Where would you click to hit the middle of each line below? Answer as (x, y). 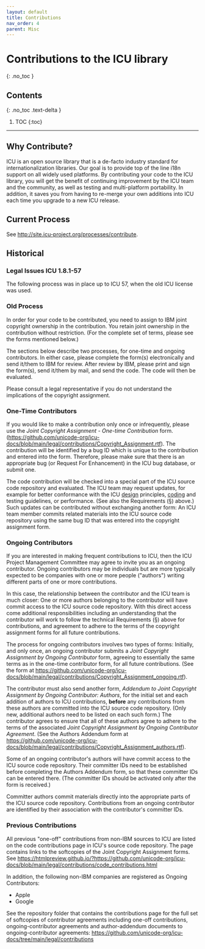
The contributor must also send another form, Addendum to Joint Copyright (102, 689)
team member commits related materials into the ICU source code (89, 514)
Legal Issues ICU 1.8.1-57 (44, 270)
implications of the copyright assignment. (59, 395)
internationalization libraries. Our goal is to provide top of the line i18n (94, 168)
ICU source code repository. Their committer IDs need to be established (97, 765)
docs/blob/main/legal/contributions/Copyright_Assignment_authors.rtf (95, 747)
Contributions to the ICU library (87, 59)
